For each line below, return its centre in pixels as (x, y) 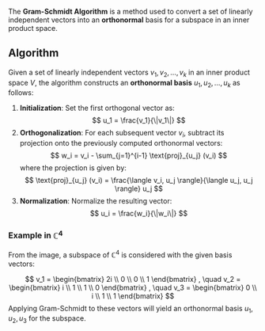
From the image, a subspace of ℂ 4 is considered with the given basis (120, 254)
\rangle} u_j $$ (139, 188)
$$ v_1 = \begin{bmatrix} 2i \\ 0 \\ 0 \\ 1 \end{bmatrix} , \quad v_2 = (133, 279)
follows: (21, 93)
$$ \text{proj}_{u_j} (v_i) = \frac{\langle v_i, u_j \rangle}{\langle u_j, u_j (139, 181)
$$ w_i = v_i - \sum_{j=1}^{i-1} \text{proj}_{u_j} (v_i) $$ (139, 156)
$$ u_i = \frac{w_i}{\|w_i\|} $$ (139, 214)
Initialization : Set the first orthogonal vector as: (97, 108)
